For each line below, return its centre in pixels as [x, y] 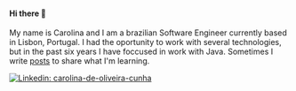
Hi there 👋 [28, 13]
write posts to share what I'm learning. [80, 61]
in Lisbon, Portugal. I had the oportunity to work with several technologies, [145, 42]
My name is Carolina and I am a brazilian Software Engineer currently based [148, 33]
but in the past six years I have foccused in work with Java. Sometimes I [141, 52]
